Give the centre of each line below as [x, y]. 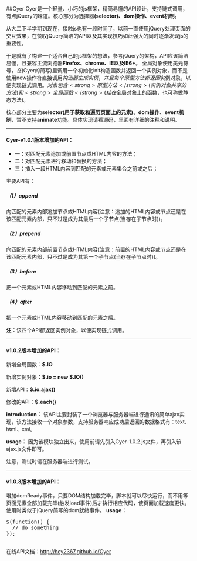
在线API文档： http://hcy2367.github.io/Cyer [59, 551]
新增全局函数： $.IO [29, 365]
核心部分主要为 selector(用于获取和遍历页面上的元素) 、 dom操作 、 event [92, 112]
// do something [35, 528]
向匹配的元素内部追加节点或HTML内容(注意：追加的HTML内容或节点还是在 [96, 212]
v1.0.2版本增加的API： [33, 350]
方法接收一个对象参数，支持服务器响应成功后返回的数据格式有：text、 [106, 422]
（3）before [21, 271]
